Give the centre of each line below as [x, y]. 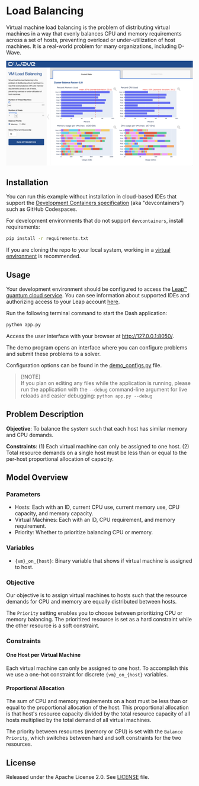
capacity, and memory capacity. [54, 514]
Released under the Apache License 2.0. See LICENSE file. [78, 777]
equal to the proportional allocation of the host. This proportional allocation [97, 708]
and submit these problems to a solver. [54, 354]
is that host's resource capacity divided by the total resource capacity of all [98, 714]
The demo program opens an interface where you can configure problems [97, 347]
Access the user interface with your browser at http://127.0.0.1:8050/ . [90, 336]
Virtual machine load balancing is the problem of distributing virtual [88, 27]
